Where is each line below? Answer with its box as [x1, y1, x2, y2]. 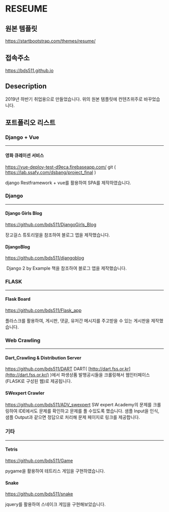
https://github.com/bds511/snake [5, 491, 73, 497]
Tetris [5, 446, 18, 453]
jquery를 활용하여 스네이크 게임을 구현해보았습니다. [5, 501, 106, 507]
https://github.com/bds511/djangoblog [5, 255, 84, 261]
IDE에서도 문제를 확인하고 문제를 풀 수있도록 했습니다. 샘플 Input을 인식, [18, 408, 159, 414]
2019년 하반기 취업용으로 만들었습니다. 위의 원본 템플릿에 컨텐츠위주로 [5, 96, 143, 102]
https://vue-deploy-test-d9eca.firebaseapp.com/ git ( [5, 164, 116, 170]
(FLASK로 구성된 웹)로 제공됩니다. [5, 378, 72, 384]
